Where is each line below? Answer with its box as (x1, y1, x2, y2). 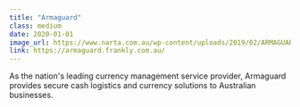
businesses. (9, 90, 54, 101)
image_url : (9, 37, 50, 47)
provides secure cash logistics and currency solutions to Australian (9, 80, 256, 91)
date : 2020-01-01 (9, 29, 74, 38)
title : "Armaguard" (9, 12, 82, 22)
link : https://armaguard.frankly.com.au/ (9, 46, 166, 55)
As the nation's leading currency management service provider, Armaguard (9, 70, 287, 81)
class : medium (9, 21, 62, 30)
